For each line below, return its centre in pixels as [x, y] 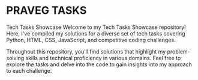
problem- [178, 51]
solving [15, 58]
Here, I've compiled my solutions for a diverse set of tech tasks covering [96, 33]
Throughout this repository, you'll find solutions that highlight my [86, 51]
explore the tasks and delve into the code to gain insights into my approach [99, 64]
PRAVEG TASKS [46, 11]
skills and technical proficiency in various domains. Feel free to [103, 58]
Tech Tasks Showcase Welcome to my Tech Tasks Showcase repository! [96, 27]
